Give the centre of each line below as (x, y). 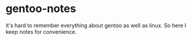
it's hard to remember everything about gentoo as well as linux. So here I (96, 25)
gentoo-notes (41, 9)
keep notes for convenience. (41, 31)
